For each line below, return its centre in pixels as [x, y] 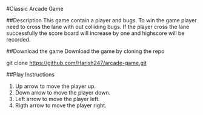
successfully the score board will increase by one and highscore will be [95, 33]
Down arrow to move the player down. [63, 92]
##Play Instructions [31, 74]
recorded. [18, 39]
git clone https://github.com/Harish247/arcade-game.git [77, 63]
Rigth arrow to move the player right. [61, 105]
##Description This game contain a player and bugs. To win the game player [101, 20]
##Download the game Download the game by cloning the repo [85, 51]
